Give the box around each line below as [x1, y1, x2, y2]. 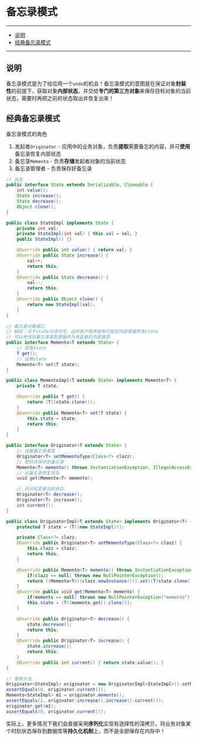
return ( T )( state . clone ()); [27, 399, 96, 405]
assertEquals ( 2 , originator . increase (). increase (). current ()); [6, 698, 164, 704]
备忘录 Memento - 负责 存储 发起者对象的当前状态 [14, 157, 126, 165]
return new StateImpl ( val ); [27, 301, 96, 308]
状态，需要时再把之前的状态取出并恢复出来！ [6, 95, 114, 102]
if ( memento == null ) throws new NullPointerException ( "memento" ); [27, 595, 193, 601]
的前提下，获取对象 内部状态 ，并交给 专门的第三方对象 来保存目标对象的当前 [11, 87, 191, 94]
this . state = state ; [27, 415, 77, 421]
